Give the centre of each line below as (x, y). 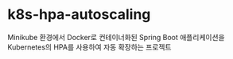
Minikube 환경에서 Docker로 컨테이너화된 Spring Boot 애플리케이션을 (116, 37)
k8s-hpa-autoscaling (79, 15)
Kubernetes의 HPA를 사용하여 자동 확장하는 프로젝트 (89, 47)
